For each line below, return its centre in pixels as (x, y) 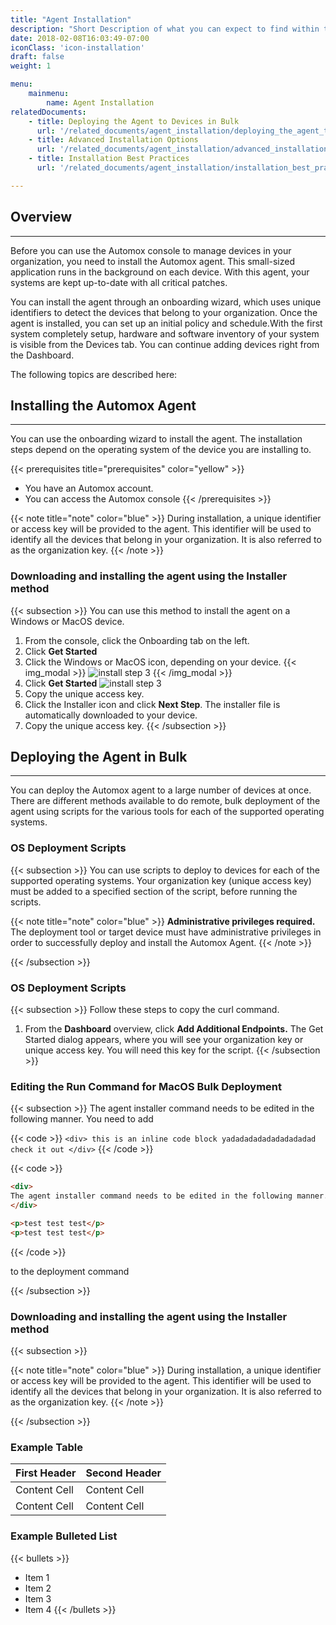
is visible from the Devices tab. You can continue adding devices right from (165, 344)
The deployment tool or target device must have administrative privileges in (166, 932)
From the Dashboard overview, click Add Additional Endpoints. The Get (174, 1029)
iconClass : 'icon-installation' (77, 47)
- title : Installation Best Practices (109, 159)
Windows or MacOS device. (67, 621)
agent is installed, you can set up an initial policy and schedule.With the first (166, 323)
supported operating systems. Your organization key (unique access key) (161, 880)
